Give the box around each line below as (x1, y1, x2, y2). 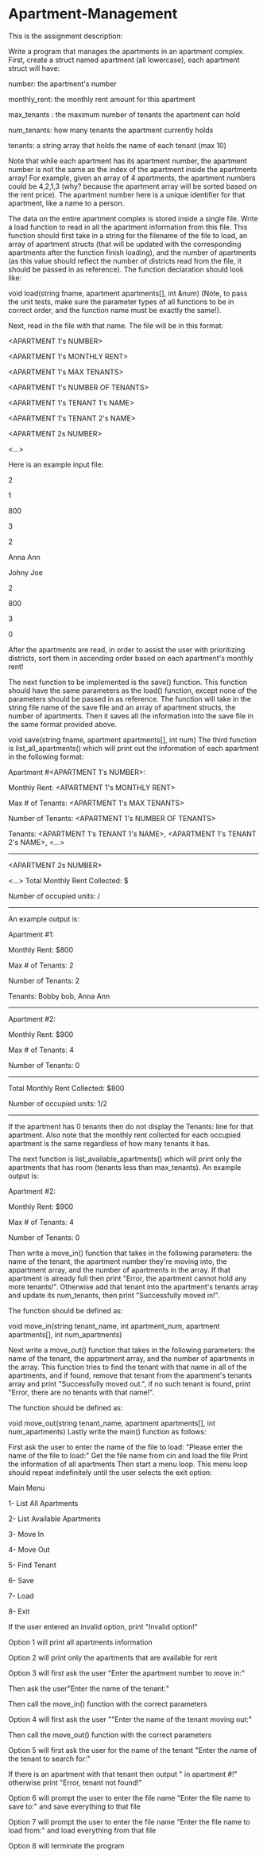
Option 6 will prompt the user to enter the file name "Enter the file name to (8, 1793, 251, 1802)
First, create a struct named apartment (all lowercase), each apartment (8, 55, 240, 65)
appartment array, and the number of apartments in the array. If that (8, 1265, 230, 1274)
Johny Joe (8, 567, 44, 577)
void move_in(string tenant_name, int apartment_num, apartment (8, 1321, 220, 1331)
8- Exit (8, 1606, 30, 1616)
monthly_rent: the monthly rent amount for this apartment (8, 94, 196, 104)
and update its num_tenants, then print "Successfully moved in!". (8, 1290, 220, 1300)
